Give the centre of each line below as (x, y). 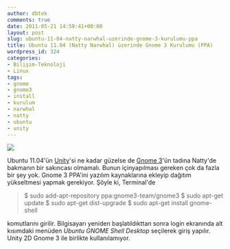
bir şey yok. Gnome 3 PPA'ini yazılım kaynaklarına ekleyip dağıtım (99, 175)
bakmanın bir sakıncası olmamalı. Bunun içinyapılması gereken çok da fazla (113, 168)
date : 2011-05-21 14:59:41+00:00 (55, 26)
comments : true (29, 20)
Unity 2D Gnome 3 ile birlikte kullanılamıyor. (69, 238)
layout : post (26, 33)
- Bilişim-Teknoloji (37, 64)
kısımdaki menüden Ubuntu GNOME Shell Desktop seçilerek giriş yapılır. (109, 231)
